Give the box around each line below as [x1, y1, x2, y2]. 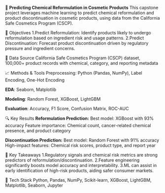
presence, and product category [5, 128, 71, 134]
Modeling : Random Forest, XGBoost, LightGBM [5, 96, 101, 102]
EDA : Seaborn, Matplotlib [5, 86, 57, 92]
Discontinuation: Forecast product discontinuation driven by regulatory [5, 40, 149, 46]
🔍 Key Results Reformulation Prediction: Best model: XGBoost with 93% [5, 115, 154, 121]
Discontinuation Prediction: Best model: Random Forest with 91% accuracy [5, 138, 159, 143]
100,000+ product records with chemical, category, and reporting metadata [5, 60, 159, 66]
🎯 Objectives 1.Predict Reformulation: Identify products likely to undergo [5, 30, 151, 35]
